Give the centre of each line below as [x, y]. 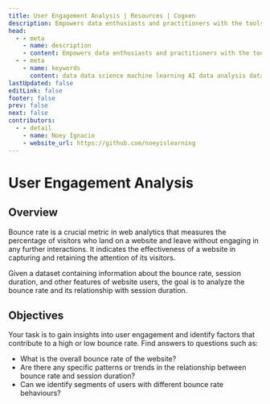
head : [17, 31]
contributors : [32, 121]
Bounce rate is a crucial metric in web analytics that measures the [117, 232]
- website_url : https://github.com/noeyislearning [109, 143]
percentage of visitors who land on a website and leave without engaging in [134, 240]
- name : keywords [52, 68]
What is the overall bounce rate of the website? [98, 359]
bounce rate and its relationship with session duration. [98, 290]
